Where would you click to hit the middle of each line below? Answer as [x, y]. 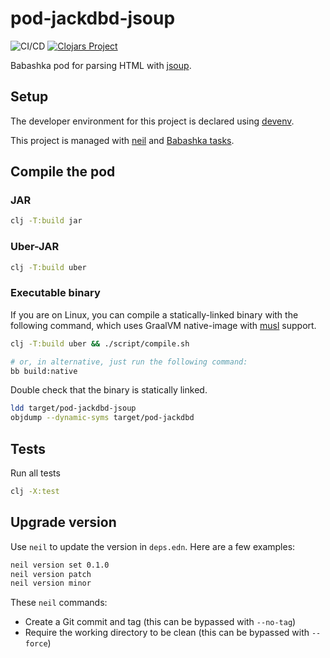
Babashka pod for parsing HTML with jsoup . [101, 65]
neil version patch [51, 574]
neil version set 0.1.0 [60, 565]
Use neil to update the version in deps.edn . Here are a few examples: [153, 546]
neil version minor [51, 583]
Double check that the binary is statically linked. [109, 390]
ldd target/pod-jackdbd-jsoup [73, 408]
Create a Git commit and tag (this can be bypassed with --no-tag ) [160, 622]
